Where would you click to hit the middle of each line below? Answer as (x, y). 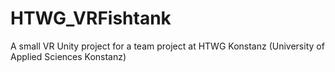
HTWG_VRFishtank (91, 18)
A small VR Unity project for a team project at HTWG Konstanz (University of (167, 46)
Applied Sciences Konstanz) (68, 56)
